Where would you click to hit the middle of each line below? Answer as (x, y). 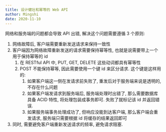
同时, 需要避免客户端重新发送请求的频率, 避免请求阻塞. (67, 125)
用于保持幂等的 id (30, 56)
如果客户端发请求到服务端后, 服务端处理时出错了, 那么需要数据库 (93, 93)
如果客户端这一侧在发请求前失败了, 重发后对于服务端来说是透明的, (94, 81)
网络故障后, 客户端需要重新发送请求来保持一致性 (61, 44)
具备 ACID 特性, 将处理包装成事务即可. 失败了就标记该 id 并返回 (91, 100)
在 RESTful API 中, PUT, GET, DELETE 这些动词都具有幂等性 (80, 63)
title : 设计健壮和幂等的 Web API (37, 10)
